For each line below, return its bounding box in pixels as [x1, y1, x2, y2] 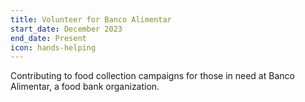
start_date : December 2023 [10, 24, 123, 34]
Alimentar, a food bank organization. [10, 81, 160, 93]
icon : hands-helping [10, 42, 97, 53]
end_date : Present [10, 33, 87, 43]
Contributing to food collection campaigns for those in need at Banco [10, 70, 295, 82]
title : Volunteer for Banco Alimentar [10, 14, 172, 25]
